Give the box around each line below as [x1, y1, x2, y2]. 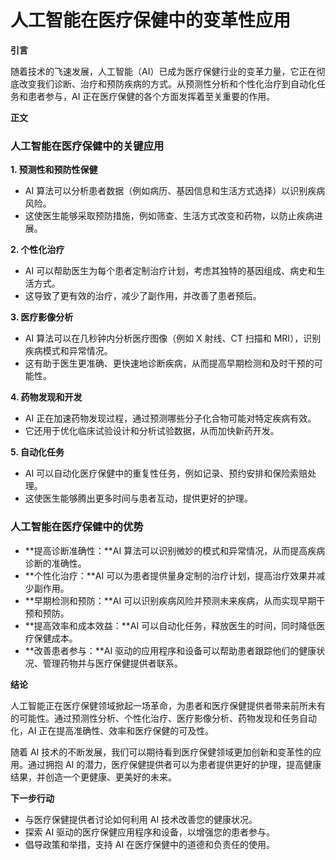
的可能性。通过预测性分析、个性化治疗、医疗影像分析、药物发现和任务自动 [10, 712, 317, 724]
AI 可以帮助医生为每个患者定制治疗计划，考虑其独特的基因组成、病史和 [24, 265, 317, 277]
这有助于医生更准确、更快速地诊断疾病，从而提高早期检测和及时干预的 [24, 357, 315, 370]
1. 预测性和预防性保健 [10, 164, 98, 176]
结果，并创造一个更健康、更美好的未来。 [10, 771, 177, 783]
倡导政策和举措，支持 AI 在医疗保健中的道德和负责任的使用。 [24, 838, 276, 850]
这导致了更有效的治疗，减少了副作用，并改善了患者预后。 [24, 290, 262, 302]
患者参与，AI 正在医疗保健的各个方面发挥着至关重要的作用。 [27, 90, 276, 102]
